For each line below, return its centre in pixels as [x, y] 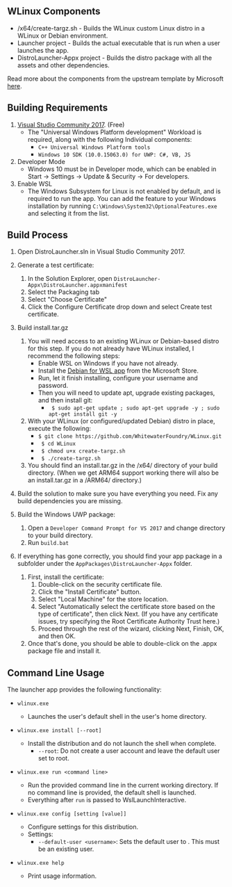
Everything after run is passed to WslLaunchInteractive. [107, 800]
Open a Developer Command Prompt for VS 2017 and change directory [126, 528]
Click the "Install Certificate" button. [89, 592]
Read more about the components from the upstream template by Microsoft [115, 79]
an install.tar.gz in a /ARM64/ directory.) [85, 480]
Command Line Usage [56, 673]
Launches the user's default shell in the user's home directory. [117, 717]
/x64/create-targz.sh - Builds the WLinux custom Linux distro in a [111, 28]
